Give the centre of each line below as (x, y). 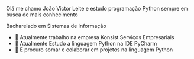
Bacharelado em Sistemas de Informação (56, 26)
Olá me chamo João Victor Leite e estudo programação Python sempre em (97, 8)
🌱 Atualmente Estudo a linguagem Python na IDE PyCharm (86, 44)
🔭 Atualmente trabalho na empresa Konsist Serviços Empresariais (94, 37)
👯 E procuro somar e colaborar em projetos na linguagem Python (94, 50)
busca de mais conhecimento (42, 15)
